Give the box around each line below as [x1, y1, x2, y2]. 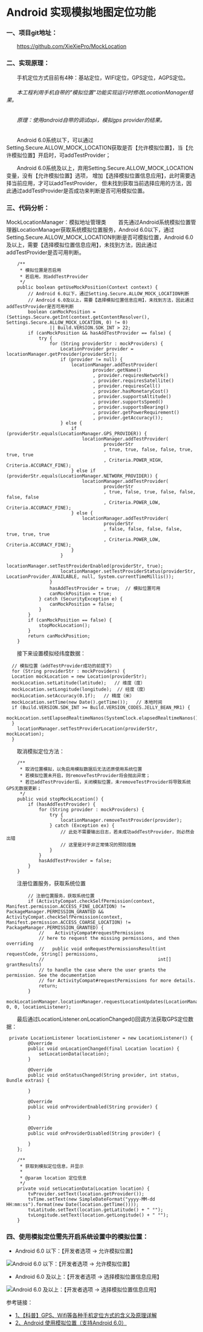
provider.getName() [92, 367, 142, 373]
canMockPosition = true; [49, 591, 112, 597]
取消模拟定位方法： [17, 747, 65, 755]
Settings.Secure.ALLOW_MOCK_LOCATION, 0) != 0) [6, 319, 129, 326]
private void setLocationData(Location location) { [17, 1186, 150, 1192]
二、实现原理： [6, 59, 50, 67]
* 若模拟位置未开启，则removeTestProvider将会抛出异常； [19, 772, 151, 778]
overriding [6, 940, 34, 947]
